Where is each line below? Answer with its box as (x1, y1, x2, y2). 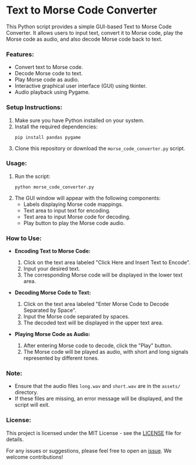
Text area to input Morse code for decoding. (23, 213, 131, 220)
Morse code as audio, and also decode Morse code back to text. (6, 35, 163, 42)
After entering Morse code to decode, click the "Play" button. (23, 342, 172, 349)
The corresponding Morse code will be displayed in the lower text (23, 271, 183, 278)
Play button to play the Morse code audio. (23, 219, 125, 227)
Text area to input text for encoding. (23, 207, 111, 214)
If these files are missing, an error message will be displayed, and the (14, 395, 183, 402)
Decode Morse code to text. (14, 70, 83, 77)
